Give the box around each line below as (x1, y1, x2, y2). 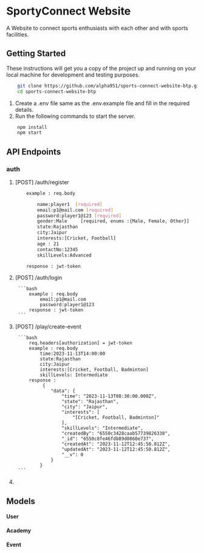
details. (15, 106, 34, 113)
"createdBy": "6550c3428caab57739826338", (61, 430, 171, 437)
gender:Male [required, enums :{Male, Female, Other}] (37, 218, 189, 224)
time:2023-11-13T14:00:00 (39, 351, 106, 357)
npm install (17, 124, 47, 130)
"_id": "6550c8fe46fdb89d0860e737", (61, 436, 154, 442)
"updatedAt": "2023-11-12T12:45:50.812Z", (61, 447, 171, 453)
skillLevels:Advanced (37, 252, 92, 258)
